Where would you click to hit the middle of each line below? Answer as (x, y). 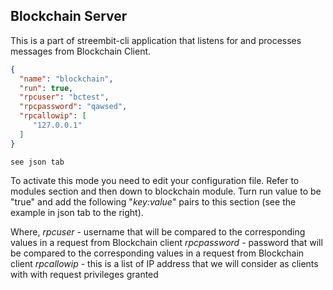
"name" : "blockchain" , (66, 79)
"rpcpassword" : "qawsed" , (73, 107)
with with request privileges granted (84, 274)
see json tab (37, 162)
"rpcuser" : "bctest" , (64, 97)
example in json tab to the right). (77, 212)
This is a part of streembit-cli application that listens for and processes (156, 40)
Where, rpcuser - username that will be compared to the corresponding (158, 231)
